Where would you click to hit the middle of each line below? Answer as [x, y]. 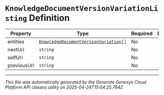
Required [142, 33]
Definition [49, 18]
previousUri [21, 65]
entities [16, 41]
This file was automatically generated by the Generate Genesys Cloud [76, 82]
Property [21, 33]
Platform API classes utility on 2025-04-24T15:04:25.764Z [64, 87]
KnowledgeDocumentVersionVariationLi [82, 9]
